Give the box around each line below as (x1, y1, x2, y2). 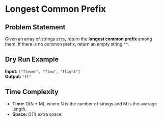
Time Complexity (5, 88, 59, 96)
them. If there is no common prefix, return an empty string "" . (5, 41, 130, 47)
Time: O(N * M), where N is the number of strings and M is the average (12, 100, 157, 106)
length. (12, 106, 27, 112)
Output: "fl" (5, 73, 31, 79)
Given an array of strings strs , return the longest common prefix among (5, 36, 152, 42)
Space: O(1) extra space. (12, 111, 63, 117)
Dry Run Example (5, 55, 59, 64)
